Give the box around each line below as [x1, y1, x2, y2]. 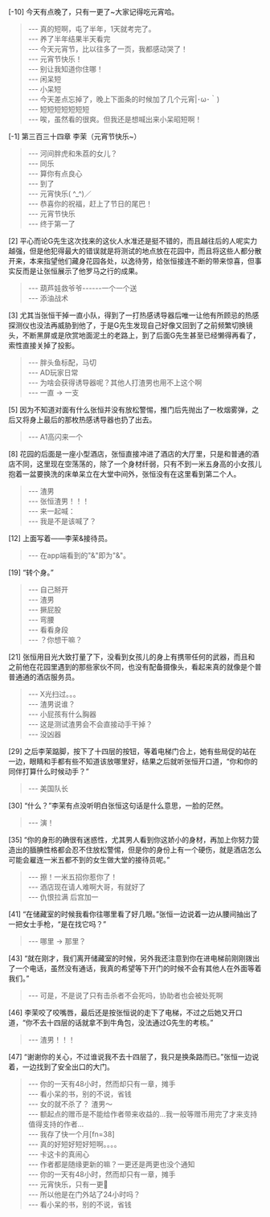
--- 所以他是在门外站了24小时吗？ [27, 1190, 141, 1199]
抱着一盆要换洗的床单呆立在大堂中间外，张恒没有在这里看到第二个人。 [8, 469, 241, 478]
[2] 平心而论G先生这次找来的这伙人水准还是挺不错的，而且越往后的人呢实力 [8, 236, 258, 245]
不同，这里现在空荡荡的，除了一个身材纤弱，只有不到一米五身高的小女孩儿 [14, 459, 262, 469]
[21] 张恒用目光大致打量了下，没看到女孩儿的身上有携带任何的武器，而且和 [8, 652, 256, 662]
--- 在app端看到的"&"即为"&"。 [27, 551, 131, 560]
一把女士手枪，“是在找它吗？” [8, 920, 107, 928]
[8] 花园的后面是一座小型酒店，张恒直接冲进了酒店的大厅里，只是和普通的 [8, 449, 252, 458]
